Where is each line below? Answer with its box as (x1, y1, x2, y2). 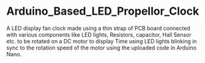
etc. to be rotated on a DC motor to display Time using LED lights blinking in (6, 37, 197, 45)
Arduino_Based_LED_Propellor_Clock (6, 4, 199, 18)
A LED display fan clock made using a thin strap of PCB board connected (6, 24, 191, 32)
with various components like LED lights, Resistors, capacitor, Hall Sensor (6, 31, 192, 38)
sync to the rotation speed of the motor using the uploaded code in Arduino (6, 44, 197, 51)
